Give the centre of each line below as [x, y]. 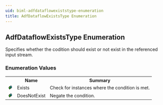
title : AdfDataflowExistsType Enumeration [51, 16]
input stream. [19, 55]
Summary [100, 81]
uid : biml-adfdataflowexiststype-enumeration [54, 11]
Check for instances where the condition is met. [100, 88]
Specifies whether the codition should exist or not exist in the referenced [81, 49]
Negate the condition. [73, 95]
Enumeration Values [31, 68]
